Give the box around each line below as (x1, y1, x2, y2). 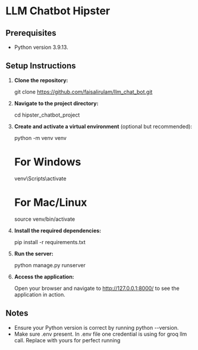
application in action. (14, 290, 66, 298)
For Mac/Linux (14, 195, 87, 209)
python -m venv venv (14, 134, 67, 141)
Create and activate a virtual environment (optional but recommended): (14, 123, 193, 130)
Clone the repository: (14, 76, 68, 84)
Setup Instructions (5, 61, 76, 71)
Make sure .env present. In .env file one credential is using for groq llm (14, 330, 187, 337)
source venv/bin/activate (14, 215, 76, 223)
